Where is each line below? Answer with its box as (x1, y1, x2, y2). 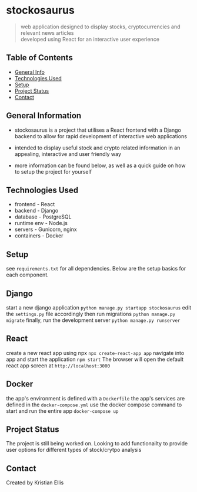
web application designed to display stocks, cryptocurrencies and (20, 23, 181, 30)
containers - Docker (14, 232, 64, 239)
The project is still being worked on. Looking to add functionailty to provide (6, 440, 188, 447)
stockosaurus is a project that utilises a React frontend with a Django (14, 126, 181, 133)
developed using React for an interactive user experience (20, 35, 160, 43)
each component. (6, 271, 49, 278)
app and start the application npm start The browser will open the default (6, 356, 184, 363)
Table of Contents (6, 53, 74, 63)
